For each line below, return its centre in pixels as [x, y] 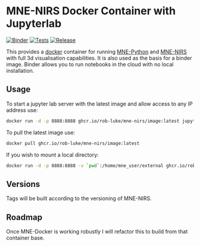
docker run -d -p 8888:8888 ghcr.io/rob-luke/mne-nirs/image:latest [93, 121]
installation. [20, 70]
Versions [23, 184]
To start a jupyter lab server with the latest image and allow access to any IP [99, 104]
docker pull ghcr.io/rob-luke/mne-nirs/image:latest [73, 143]
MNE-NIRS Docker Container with [91, 11]
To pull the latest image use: [41, 132]
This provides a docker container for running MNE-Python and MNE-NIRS [97, 51]
